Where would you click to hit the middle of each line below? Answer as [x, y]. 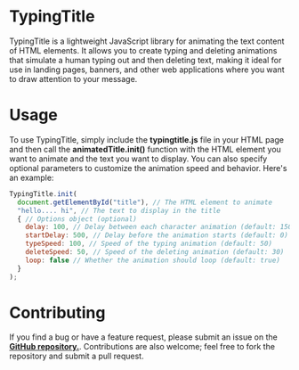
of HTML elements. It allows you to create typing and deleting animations [143, 50]
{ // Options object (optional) [77, 219]
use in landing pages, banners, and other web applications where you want [147, 70]
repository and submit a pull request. [77, 356]
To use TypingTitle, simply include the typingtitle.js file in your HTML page [147, 139]
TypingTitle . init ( [43, 193]
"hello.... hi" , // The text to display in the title [119, 210]
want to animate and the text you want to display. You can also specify [138, 159]
